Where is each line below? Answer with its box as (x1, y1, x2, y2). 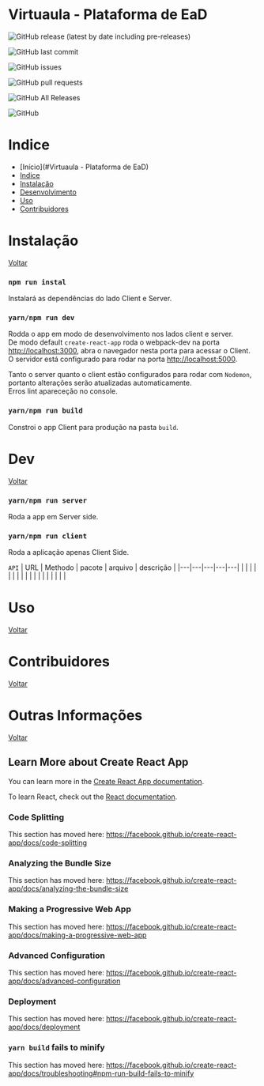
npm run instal (8, 277, 67, 286)
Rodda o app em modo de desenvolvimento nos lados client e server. (8, 330, 234, 339)
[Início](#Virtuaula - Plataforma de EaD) (19, 162, 149, 172)
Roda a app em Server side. (8, 511, 99, 521)
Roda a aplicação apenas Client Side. (8, 548, 130, 557)
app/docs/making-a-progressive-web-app (8, 930, 147, 940)
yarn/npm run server (8, 496, 88, 505)
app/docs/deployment (8, 1022, 81, 1032)
